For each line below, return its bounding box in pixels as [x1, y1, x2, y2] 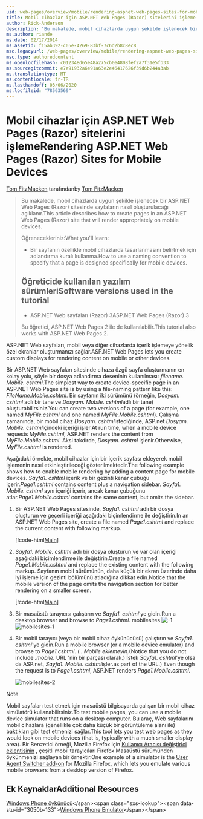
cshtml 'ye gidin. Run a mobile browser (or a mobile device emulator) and [14, 641, 195, 648]
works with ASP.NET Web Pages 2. [21, 329, 109, 337]
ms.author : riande [6, 31, 53, 38]
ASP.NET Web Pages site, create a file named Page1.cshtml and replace [14, 518, 195, 525]
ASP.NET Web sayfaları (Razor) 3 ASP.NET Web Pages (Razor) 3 [30, 311, 189, 318]
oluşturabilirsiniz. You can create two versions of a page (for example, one [6, 404, 190, 412]
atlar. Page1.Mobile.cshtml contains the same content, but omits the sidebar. [6, 493, 195, 501]
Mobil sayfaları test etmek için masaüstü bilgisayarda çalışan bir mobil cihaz [6, 702, 195, 709]
